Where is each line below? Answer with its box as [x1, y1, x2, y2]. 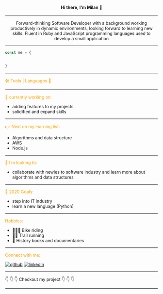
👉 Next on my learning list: [5, 123, 60, 129]
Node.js [12, 145, 28, 151]
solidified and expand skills [12, 109, 66, 114]
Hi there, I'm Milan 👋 [61, 4, 102, 10]
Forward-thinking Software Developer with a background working [16, 20, 147, 26]
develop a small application [54, 36, 109, 42]
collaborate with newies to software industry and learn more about [12, 169, 146, 175]
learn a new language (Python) [12, 203, 74, 209]
